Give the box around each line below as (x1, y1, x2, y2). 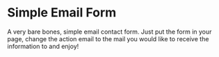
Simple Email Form (7, 5, 117, 21)
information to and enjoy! (7, 42, 79, 50)
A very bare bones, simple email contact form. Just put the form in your (7, 27, 212, 36)
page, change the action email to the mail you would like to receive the (7, 34, 209, 43)
